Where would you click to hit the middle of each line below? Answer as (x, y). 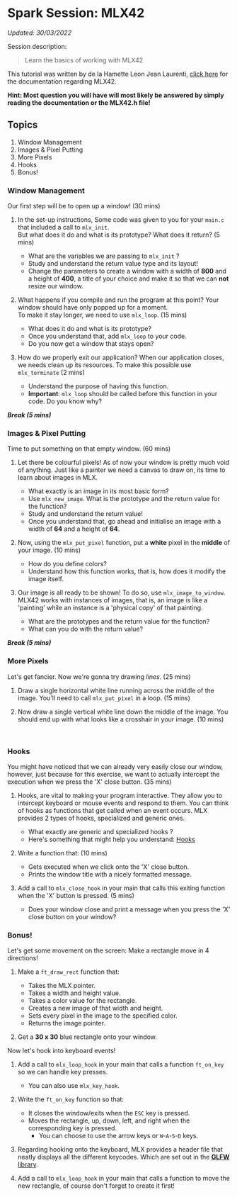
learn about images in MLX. (58, 478)
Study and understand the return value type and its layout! (113, 264)
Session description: (37, 46)
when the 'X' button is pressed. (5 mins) (76, 895)
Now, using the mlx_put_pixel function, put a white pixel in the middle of (124, 543)
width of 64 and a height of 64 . (74, 529)
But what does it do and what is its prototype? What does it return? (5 (119, 235)
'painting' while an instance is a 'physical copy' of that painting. (110, 608)
